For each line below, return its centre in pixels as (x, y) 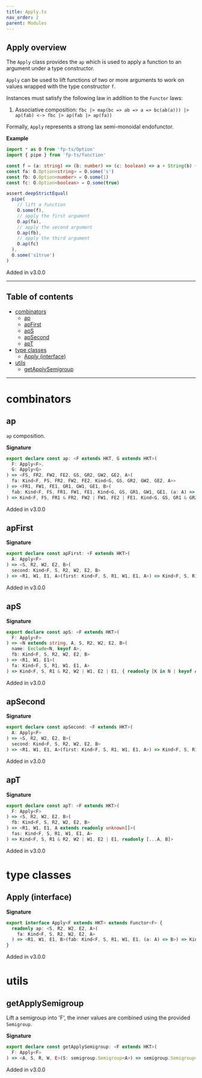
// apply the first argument (54, 216)
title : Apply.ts (26, 12)
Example (17, 139)
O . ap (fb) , (29, 233)
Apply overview (37, 47)
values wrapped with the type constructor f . (61, 86)
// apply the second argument (55, 227)
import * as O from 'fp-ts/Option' (51, 149)
